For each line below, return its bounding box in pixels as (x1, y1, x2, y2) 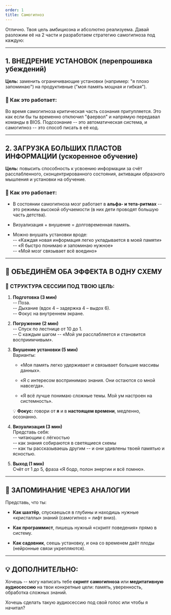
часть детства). (12, 212, 47, 218)
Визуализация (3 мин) (12, 424, 63, 430)
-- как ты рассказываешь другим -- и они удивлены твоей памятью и (12, 445, 165, 451)
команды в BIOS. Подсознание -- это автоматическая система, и (5, 119, 148, 125)
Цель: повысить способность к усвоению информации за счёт (5, 166, 142, 172)
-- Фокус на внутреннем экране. (12, 310, 84, 317)
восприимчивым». (12, 337, 53, 343)
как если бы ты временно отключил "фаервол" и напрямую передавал (5, 113, 160, 120)
